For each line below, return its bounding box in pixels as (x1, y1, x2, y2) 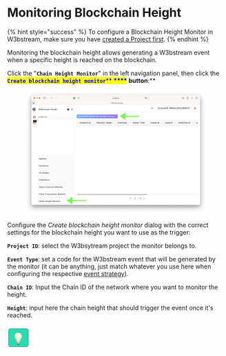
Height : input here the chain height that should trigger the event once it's (7, 304, 214, 312)
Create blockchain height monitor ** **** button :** (7, 76, 156, 84)
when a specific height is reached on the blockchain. (7, 55, 157, 63)
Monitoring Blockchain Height (7, 5, 182, 21)
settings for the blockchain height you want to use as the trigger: (7, 228, 191, 237)
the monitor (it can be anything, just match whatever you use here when (7, 262, 212, 270)
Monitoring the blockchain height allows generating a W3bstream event (7, 48, 210, 57)
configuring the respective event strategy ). (7, 270, 129, 278)
